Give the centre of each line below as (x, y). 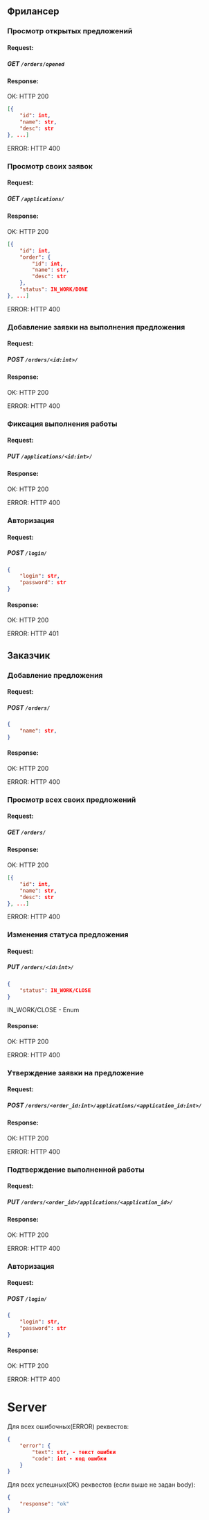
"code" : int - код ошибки (70, 1459)
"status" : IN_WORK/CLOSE (55, 990)
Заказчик (29, 655)
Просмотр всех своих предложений (72, 799)
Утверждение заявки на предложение (75, 1073)
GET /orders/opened (36, 63)
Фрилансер (33, 11)
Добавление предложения (55, 675)
